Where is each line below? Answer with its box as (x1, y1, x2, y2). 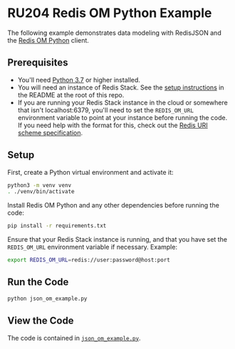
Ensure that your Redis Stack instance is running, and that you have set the (7, 235, 228, 244)
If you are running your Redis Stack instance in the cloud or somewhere (17, 98, 228, 107)
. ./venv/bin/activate (7, 188, 75, 195)
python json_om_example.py (7, 295, 88, 302)
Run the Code (7, 276, 69, 289)
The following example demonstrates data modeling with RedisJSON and (7, 28, 222, 37)
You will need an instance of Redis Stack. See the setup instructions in (17, 83, 224, 92)
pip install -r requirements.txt (7, 222, 107, 230)
